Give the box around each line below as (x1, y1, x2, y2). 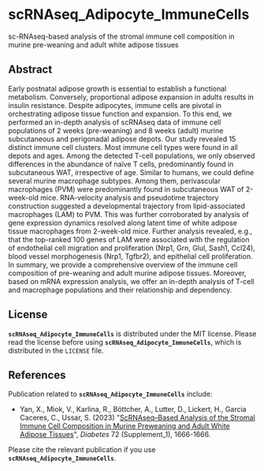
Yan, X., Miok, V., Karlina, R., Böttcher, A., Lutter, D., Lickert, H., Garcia (19, 405, 247, 414)
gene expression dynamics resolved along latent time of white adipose (8, 218, 238, 227)
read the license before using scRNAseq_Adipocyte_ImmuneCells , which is (8, 337, 242, 346)
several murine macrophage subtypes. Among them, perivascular (8, 176, 221, 185)
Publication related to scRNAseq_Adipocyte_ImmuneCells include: (8, 389, 213, 399)
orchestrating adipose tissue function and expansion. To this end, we (8, 109, 232, 118)
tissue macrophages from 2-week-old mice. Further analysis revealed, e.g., (8, 226, 253, 236)
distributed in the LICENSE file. (8, 346, 104, 355)
